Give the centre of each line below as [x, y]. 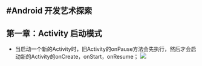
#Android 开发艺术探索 [49, 11]
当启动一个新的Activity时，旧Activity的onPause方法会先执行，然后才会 [103, 49]
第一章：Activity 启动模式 [54, 33]
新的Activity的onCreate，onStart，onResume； [80, 57]
